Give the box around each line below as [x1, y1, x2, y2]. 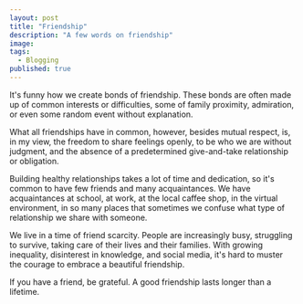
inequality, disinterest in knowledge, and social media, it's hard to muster [9, 248, 284, 260]
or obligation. [9, 155, 59, 166]
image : [9, 38, 35, 48]
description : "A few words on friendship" [9, 30, 173, 39]
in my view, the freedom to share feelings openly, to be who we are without [9, 136, 292, 147]
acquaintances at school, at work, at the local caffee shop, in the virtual [9, 193, 278, 204]
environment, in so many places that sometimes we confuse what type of [9, 202, 286, 213]
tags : [9, 47, 30, 57]
